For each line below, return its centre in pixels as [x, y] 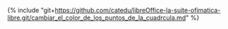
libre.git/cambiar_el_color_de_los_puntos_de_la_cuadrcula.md [97, 18]
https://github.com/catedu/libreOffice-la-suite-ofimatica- [138, 10]
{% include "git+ [31, 10]
